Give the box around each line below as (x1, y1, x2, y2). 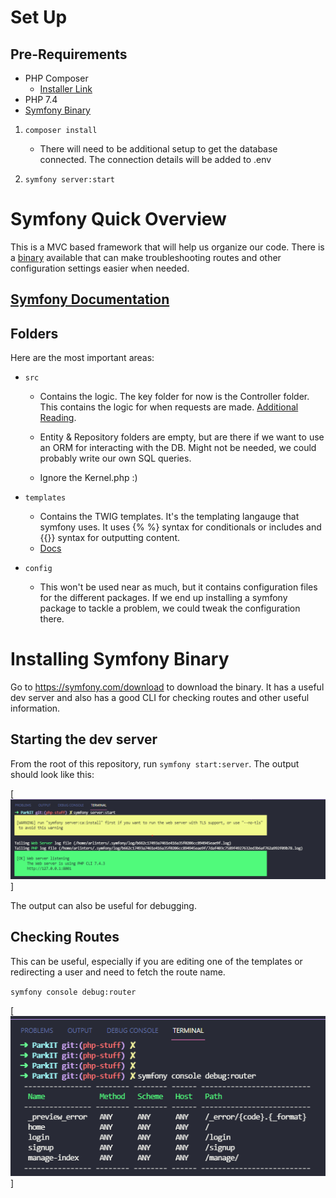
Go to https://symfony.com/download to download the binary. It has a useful (10, 681, 325, 693)
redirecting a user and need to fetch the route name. (10, 966, 226, 978)
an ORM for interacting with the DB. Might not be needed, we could (39, 442, 317, 454)
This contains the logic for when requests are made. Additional (39, 401, 299, 413)
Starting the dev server (10, 731, 158, 748)
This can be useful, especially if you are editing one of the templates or (10, 955, 303, 967)
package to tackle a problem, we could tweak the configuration (39, 602, 301, 615)
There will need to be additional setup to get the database (39, 143, 278, 155)
